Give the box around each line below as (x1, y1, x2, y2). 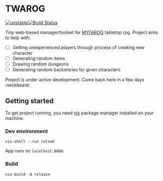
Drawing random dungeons (12, 61, 69, 67)
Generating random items (12, 56, 65, 61)
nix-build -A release (5, 171, 50, 177)
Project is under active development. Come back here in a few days (5, 77, 144, 83)
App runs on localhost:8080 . (5, 148, 64, 154)
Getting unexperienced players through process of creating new (12, 44, 145, 50)
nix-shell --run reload (5, 139, 55, 144)
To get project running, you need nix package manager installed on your (5, 110, 154, 116)
